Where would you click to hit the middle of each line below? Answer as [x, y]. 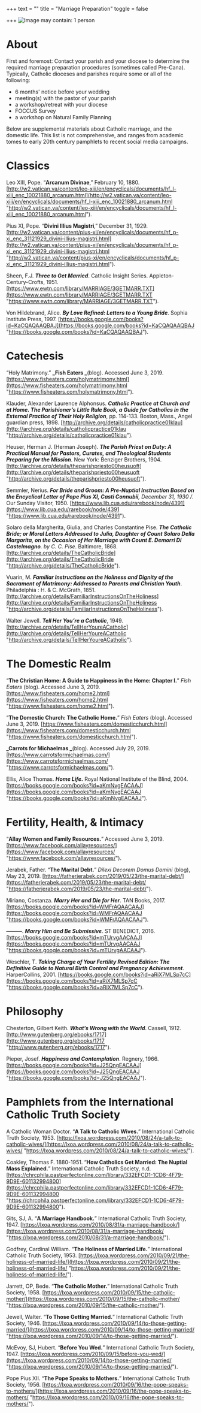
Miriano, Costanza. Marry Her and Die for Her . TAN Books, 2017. [86, 900]
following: [18, 80]
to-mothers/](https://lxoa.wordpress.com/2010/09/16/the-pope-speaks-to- [99, 1391]
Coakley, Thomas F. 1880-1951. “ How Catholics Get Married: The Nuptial [97, 1162]
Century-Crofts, [25, 282]
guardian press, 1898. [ [34, 422]
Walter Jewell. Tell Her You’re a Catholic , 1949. [65, 620]
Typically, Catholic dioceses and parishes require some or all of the [89, 74]
